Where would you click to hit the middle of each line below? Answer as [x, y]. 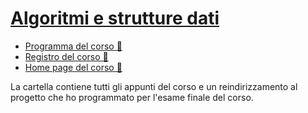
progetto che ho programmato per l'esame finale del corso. [132, 97]
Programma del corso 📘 [73, 46]
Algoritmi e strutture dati [115, 18]
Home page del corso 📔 [73, 67]
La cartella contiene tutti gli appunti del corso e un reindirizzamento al [154, 86]
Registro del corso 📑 [66, 56]
